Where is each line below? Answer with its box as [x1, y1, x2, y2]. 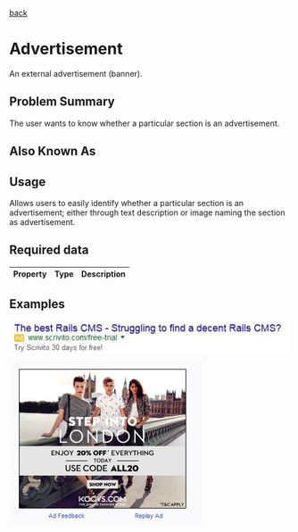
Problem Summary [9, 94, 115, 110]
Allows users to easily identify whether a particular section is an [9, 197, 244, 208]
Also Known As [9, 144, 96, 159]
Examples [9, 296, 65, 312]
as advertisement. [9, 216, 76, 227]
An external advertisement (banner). [9, 68, 143, 79]
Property [12, 269, 47, 279]
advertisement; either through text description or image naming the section [9, 207, 286, 218]
